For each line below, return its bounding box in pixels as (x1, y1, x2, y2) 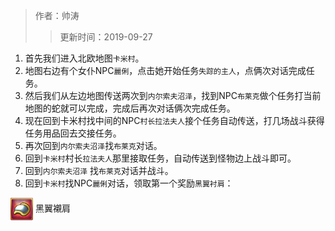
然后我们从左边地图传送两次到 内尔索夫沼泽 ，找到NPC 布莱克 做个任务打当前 (24, 90, 322, 101)
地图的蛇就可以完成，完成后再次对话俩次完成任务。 (24, 102, 236, 114)
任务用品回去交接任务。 (24, 127, 122, 139)
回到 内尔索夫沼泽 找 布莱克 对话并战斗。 (24, 165, 174, 176)
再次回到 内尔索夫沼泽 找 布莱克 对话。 (24, 140, 163, 151)
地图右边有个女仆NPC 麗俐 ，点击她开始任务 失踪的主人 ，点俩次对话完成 (24, 65, 307, 76)
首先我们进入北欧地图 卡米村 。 (24, 52, 145, 64)
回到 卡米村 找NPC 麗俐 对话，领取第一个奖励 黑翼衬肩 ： (24, 177, 234, 189)
